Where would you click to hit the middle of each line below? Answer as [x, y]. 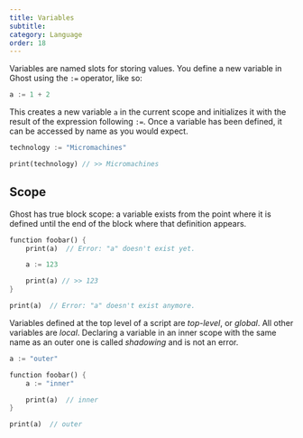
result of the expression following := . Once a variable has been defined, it [146, 122]
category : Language [46, 34]
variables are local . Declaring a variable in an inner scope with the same [143, 332]
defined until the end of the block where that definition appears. [128, 223]
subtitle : [28, 26]
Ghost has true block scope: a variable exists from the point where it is [141, 214]
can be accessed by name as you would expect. [99, 131]
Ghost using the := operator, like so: [76, 79]
